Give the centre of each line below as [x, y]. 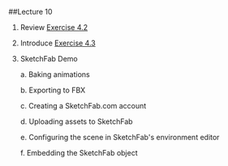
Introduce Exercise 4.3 [58, 43]
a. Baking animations [55, 74]
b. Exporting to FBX [53, 90]
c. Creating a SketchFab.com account [83, 106]
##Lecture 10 [30, 12]
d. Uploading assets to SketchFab [76, 121]
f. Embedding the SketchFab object [79, 153]
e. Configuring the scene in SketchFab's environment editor [120, 137]
